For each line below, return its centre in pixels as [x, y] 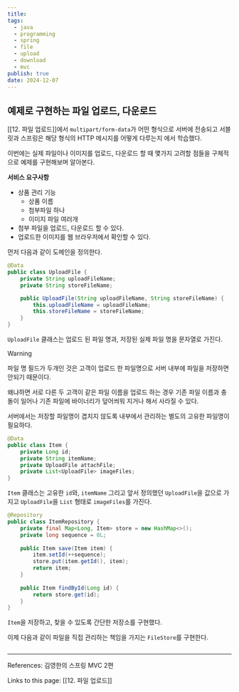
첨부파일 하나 [47, 210]
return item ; [52, 568]
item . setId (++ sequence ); [70, 555]
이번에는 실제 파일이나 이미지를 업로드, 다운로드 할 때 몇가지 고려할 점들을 [109, 153]
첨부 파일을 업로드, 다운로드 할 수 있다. [71, 228]
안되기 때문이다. [30, 377]
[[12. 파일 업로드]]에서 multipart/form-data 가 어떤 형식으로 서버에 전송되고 [113, 130]
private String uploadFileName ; [68, 278]
